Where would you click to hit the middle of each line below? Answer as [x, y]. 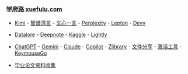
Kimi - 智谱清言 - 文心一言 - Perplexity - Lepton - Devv [80, 23]
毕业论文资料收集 [35, 65]
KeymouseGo [31, 53]
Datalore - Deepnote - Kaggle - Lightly [61, 35]
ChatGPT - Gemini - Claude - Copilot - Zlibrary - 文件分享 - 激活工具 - [98, 47]
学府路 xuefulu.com [34, 9]
